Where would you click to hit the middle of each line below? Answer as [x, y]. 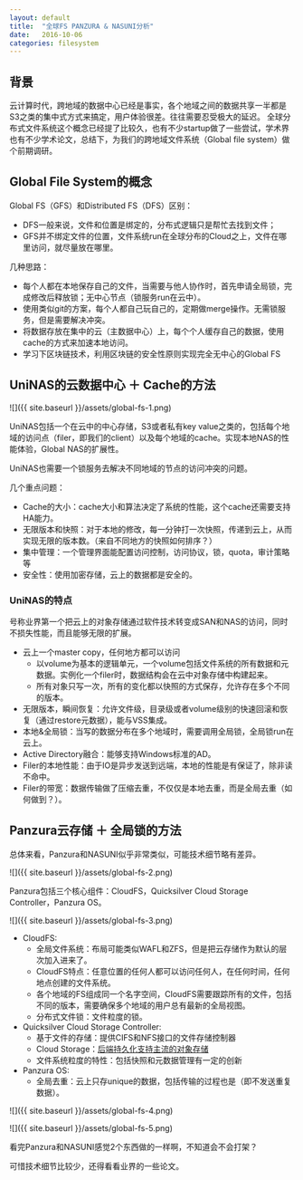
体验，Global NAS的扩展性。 [70, 448]
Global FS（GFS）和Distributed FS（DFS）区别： [101, 206]
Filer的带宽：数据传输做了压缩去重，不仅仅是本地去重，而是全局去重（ [153, 788]
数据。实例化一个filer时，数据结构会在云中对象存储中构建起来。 [154, 675]
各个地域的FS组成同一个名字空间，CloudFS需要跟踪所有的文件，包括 [164, 993]
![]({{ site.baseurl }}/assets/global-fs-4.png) [91, 1110]
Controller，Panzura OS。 [58, 902]
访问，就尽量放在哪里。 [74, 247]
